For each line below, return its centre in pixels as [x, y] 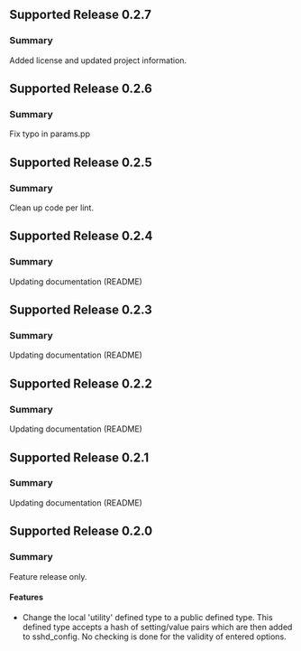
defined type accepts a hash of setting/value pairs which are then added [157, 627]
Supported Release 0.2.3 [81, 310]
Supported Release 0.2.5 [81, 162]
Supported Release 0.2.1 [79, 457]
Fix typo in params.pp [50, 134]
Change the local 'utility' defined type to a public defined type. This [147, 617]
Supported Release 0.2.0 [81, 531]
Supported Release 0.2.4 [81, 236]
